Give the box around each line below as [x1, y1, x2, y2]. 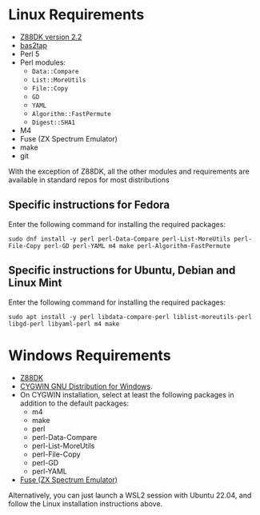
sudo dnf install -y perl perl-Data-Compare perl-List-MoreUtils [8, 234, 230, 243]
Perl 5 [19, 49, 40, 58]
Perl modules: [19, 58, 66, 67]
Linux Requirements [8, 6, 145, 24]
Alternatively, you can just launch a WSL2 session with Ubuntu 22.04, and [8, 490, 252, 500]
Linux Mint [8, 276, 62, 289]
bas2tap [19, 40, 48, 50]
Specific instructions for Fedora [8, 198, 170, 212]
